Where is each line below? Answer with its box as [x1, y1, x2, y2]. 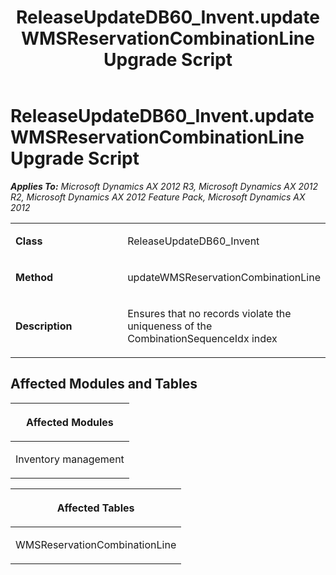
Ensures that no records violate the [127, 306, 292, 320]
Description [15, 319, 73, 333]
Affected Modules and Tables [10, 376, 198, 393]
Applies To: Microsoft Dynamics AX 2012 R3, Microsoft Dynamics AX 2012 [10, 180, 319, 192]
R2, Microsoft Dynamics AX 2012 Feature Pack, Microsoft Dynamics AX [10, 191, 306, 203]
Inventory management [15, 452, 125, 466]
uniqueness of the [127, 319, 213, 333]
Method [15, 270, 54, 284]
